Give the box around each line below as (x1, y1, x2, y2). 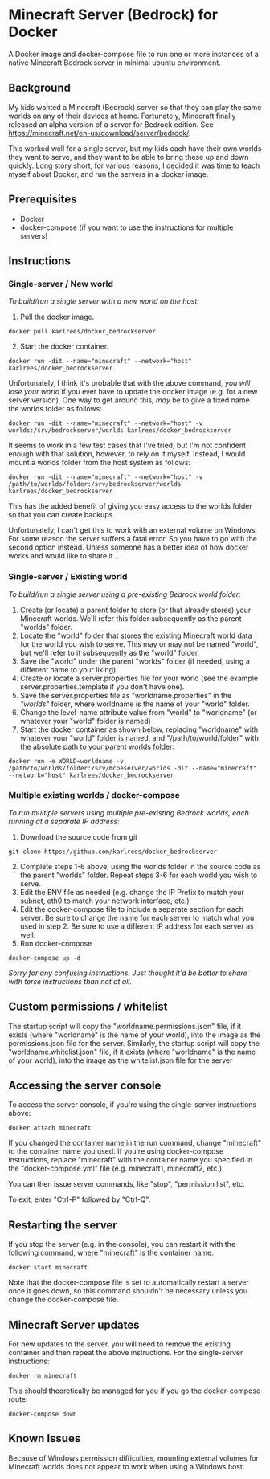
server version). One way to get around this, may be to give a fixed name (8, 395, 251, 405)
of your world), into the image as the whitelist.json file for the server (8, 1055, 233, 1065)
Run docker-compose (19, 938, 92, 948)
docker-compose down (8, 1410, 78, 1419)
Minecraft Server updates (8, 1318, 140, 1331)
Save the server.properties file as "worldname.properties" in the (19, 690, 232, 700)
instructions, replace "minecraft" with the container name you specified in (8, 1155, 253, 1165)
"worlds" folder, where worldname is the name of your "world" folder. (19, 699, 251, 709)
